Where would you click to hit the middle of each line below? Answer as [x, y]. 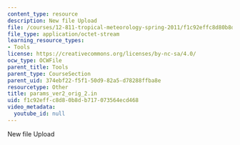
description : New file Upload [52, 21]
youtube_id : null [40, 114]
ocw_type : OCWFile [35, 61]
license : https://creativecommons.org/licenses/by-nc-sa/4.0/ [102, 54]
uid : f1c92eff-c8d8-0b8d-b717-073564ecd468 [73, 101]
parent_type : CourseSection [49, 74]
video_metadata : [31, 107]
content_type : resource [43, 14]
